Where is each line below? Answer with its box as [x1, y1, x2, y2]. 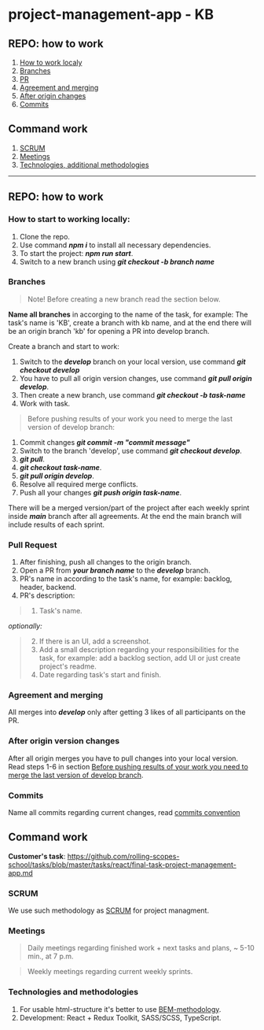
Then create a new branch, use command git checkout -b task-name [19, 390, 246, 399]
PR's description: [19, 591, 75, 600]
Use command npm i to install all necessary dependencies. [19, 240, 211, 250]
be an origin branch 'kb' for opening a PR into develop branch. [8, 326, 210, 335]
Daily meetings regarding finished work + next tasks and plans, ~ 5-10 [27, 943, 255, 953]
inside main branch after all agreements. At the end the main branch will [8, 511, 242, 521]
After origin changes [19, 91, 86, 100]
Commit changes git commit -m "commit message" [19, 437, 190, 446]
